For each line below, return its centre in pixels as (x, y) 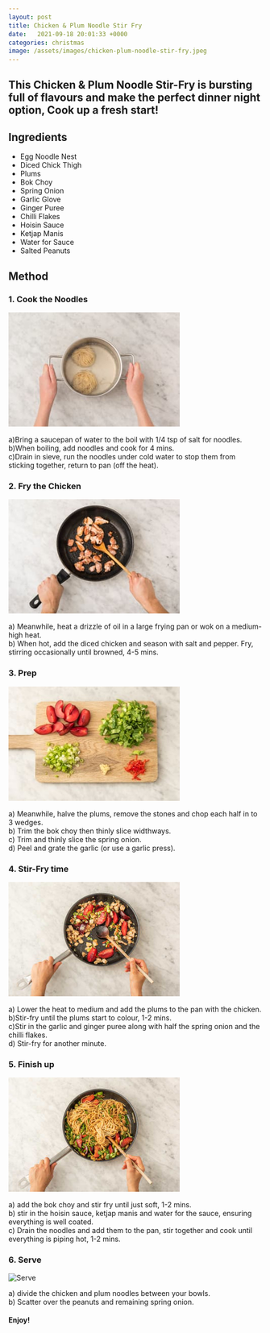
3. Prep (23, 673)
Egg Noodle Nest (48, 156)
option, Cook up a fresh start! (83, 110)
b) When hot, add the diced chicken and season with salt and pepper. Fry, (131, 644)
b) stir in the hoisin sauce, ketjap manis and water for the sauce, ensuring (130, 1214)
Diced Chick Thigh (51, 165)
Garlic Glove (41, 199)
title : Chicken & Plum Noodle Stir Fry (75, 25)
